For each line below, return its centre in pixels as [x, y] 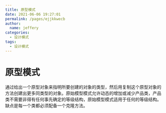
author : [13, 23]
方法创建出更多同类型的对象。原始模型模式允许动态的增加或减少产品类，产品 [83, 93]
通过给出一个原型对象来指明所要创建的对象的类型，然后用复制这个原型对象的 [83, 87]
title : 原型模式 [20, 10]
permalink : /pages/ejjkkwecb [35, 19]
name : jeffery [24, 28]
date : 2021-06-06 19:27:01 [33, 14]
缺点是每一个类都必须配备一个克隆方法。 [46, 105]
